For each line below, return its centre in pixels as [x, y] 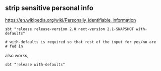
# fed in [14, 46]
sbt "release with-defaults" [35, 64]
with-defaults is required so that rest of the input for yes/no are [83, 42]
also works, [17, 55]
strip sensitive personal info [49, 8]
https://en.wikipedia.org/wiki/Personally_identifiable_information [71, 20]
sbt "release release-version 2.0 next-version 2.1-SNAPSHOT [70, 29]
